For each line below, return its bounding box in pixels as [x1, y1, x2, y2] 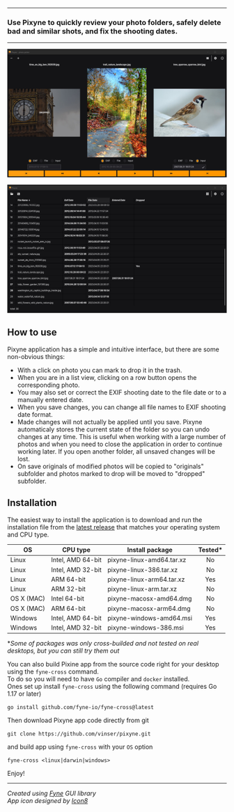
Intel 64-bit [51, 594, 85, 603]
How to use [7, 326, 57, 338]
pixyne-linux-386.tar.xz [107, 565, 178, 574]
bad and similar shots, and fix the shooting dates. [7, 26, 178, 35]
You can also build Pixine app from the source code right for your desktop [7, 660, 219, 668]
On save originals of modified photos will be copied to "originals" [17, 462, 204, 470]
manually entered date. [17, 395, 84, 404]
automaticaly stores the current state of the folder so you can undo [17, 425, 210, 433]
